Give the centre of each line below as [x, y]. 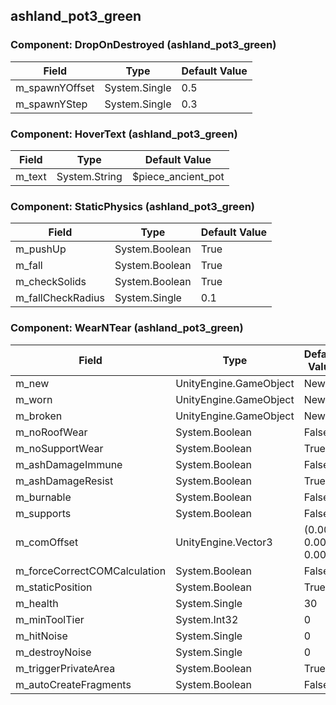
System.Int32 [207, 619]
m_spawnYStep [51, 104]
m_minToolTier [50, 619]
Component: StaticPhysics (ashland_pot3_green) [132, 206]
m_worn [34, 399]
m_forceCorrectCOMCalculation [91, 571]
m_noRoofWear [51, 432]
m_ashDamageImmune [69, 464]
